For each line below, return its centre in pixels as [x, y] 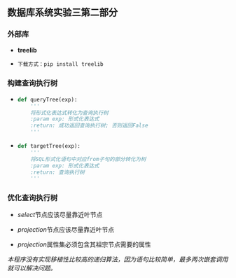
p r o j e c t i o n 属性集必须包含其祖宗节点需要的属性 [84, 244]
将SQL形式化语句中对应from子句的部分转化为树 [88, 159]
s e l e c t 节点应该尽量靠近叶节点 [60, 214]
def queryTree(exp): [47, 99]
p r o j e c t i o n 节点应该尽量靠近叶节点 [65, 229]
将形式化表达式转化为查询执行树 [69, 113]
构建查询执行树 [33, 83]
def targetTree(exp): [49, 146]
